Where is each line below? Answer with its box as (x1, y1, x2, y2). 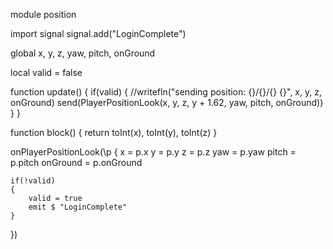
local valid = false (10, 67, 83, 78)
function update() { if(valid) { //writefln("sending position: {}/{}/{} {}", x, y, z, (10, 86, 322, 98)
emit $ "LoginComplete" (28, 202, 128, 212)
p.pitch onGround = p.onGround (10, 157, 143, 168)
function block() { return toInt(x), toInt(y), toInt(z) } (10, 127, 218, 138)
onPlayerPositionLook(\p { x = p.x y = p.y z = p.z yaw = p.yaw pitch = (10, 146, 297, 158)
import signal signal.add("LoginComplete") (10, 28, 187, 39)
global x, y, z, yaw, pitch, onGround (10, 47, 156, 59)
